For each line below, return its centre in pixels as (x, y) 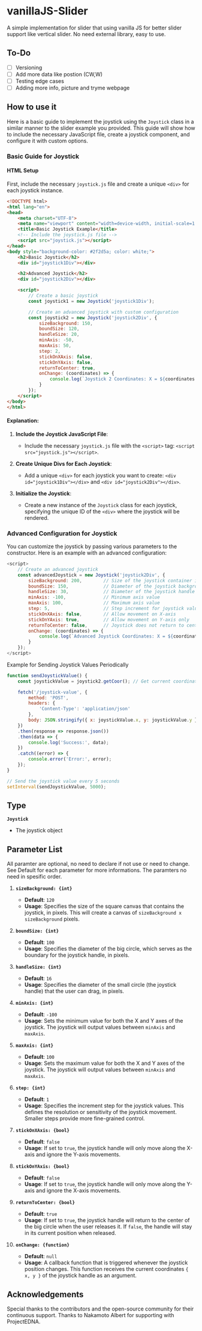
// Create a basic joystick (63, 296)
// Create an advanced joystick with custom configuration (104, 312)
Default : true (41, 1214)
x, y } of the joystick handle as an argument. (81, 1276)
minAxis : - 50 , (56, 340)
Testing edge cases (40, 81)
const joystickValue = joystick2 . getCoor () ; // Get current (94, 681)
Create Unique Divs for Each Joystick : (64, 463)
